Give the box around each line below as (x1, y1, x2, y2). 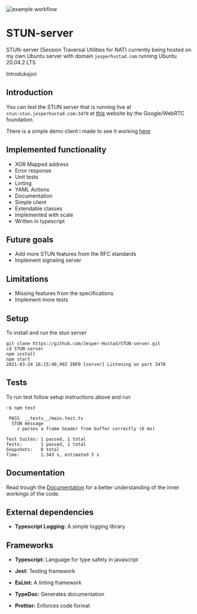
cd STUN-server (6, 346, 44, 352)
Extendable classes (14, 205, 63, 212)
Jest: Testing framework (14, 568, 75, 575)
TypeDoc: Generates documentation (14, 591, 105, 598)
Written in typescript (14, 217, 65, 224)
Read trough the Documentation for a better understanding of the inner (6, 484, 180, 491)
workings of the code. (6, 490, 60, 497)
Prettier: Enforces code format (14, 602, 90, 609)
